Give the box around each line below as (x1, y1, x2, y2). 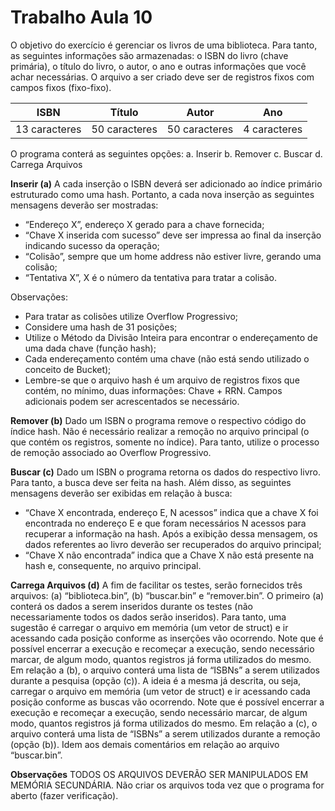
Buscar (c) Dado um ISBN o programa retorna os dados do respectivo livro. (10, 466, 321, 478)
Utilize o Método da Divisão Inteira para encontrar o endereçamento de (24, 331, 318, 343)
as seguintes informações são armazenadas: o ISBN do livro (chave (10, 49, 289, 61)
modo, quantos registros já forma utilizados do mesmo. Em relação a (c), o (10, 717, 318, 729)
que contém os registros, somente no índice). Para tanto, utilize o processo (10, 436, 320, 448)
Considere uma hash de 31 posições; (24, 321, 178, 333)
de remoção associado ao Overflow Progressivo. (10, 446, 212, 458)
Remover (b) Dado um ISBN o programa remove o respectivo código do (10, 414, 307, 426)
